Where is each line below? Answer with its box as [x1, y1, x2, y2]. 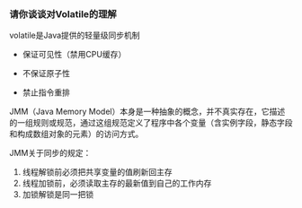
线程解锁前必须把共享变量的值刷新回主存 [22, 167, 173, 178]
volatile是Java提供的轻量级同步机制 [9, 30, 141, 41]
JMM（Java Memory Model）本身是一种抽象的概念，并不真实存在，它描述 [9, 106, 286, 117]
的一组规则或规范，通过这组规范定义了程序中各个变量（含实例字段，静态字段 [9, 117, 293, 128]
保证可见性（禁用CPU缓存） [22, 49, 127, 60]
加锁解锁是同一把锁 [22, 189, 94, 200]
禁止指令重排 [22, 87, 70, 98]
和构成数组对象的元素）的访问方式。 [9, 128, 144, 140]
